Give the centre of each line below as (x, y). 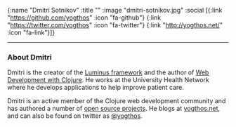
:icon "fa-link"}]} (31, 32)
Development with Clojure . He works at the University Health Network (108, 80)
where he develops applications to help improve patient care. (96, 88)
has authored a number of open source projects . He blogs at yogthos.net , (114, 109)
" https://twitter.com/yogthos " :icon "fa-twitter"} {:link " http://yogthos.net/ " (115, 25)
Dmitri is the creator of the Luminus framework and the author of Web (108, 72)
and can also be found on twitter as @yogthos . (75, 116)
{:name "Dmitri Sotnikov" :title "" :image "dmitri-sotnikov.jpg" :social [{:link (115, 10)
